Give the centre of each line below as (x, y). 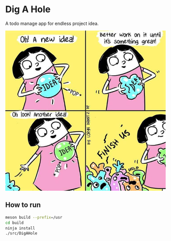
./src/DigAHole (21, 233)
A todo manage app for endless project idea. (52, 23)
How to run (23, 205)
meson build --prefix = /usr (34, 217)
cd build (15, 223)
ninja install (20, 228)
